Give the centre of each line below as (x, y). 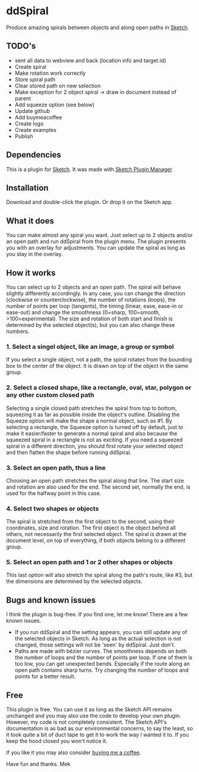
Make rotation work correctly (50, 73)
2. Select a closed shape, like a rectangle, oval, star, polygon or (99, 387)
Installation (27, 188)
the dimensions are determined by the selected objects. (74, 581)
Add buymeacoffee (38, 117)
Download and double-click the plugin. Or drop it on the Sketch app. (90, 202)
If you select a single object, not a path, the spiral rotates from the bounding (99, 360)
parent (23, 98)
